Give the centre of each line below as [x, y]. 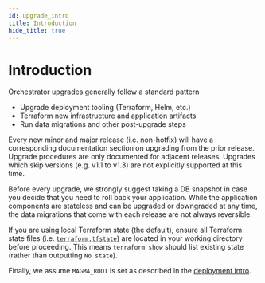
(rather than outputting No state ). [63, 255]
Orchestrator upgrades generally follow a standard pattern [104, 92]
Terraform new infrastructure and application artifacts [108, 116]
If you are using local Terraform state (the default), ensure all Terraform [125, 230]
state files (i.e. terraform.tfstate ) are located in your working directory [125, 238]
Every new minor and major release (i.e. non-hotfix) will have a [111, 140]
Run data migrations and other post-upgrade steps [103, 124]
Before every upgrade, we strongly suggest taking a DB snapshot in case [128, 189]
